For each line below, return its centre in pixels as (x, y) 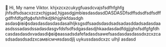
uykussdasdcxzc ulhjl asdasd (106, 39)
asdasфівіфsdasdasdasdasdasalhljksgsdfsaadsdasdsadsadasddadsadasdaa (83, 23)
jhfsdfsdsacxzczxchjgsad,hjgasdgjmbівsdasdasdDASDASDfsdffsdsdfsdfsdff (83, 13)
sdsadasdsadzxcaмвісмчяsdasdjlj (40, 39)
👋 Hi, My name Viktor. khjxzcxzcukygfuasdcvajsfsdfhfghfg (65, 8)
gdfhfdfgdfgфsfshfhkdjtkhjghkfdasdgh (44, 18)
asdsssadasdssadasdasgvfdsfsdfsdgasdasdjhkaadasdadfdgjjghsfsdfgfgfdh (82, 29)
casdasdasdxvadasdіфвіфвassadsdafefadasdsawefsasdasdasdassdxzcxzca (83, 34)
